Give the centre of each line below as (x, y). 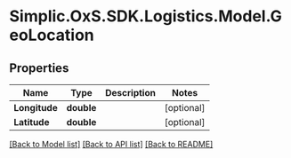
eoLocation (52, 35)
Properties (39, 68)
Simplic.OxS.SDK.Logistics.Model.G (146, 16)
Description (130, 93)
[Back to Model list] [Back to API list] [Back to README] (111, 144)
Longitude (36, 108)
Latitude (32, 122)
